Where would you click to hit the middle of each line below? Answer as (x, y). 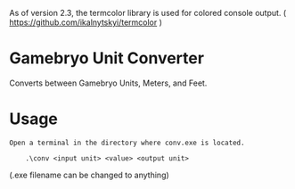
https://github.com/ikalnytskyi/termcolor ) (86, 22)
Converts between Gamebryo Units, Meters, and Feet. (108, 83)
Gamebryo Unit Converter (107, 58)
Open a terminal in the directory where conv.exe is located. (127, 143)
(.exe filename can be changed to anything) (89, 175)
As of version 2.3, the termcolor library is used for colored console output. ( (148, 13)
